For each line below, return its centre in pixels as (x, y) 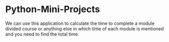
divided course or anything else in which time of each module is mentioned (84, 28)
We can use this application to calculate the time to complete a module (80, 23)
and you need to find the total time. (42, 34)
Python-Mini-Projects (53, 9)
